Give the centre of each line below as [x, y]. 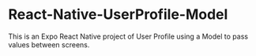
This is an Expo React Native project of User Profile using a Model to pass [128, 36]
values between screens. [49, 44]
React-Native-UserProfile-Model [118, 15]
